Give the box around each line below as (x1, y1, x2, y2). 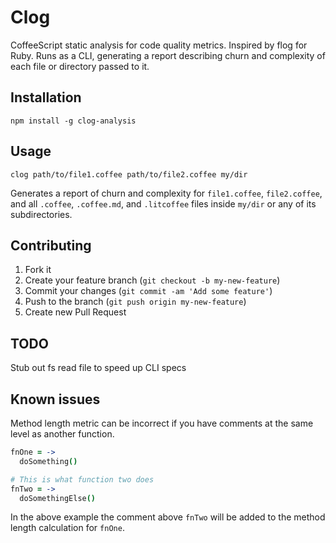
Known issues (10, 391, 101, 408)
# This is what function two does (10, 474, 155, 485)
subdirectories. (10, 208, 73, 220)
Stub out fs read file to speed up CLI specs (10, 362, 187, 374)
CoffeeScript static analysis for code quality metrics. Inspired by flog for (10, 39, 308, 51)
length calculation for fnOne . (10, 522, 125, 534)
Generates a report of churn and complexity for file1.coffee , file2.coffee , (10, 187, 323, 199)
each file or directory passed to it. (10, 60, 150, 72)
